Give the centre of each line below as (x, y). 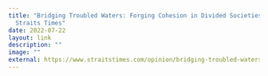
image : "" (25, 52)
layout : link (30, 38)
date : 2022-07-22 (37, 30)
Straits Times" (41, 23)
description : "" (35, 45)
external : (25, 60)
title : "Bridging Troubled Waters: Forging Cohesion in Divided (117, 15)
